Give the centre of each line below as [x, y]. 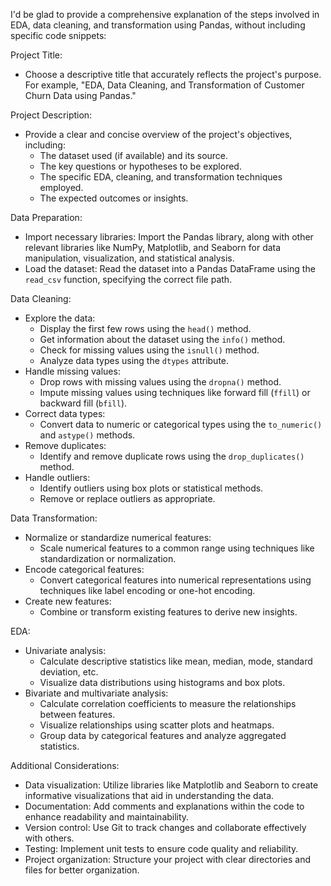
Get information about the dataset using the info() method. [162, 339]
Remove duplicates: [65, 445]
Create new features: [68, 601]
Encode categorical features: [84, 569]
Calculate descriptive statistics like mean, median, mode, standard [176, 661]
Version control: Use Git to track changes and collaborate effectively [165, 827]
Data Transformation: [54, 518]
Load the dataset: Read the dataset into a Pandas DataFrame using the [170, 268]
